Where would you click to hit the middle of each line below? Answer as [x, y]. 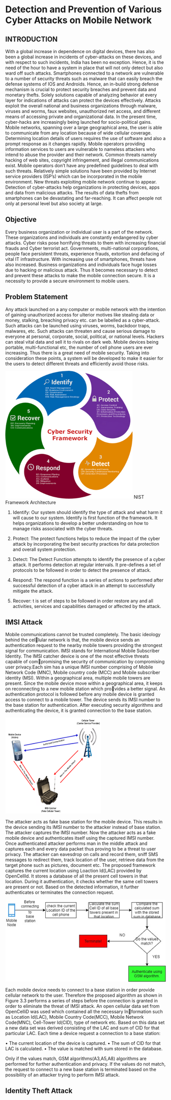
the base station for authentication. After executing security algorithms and [84, 705]
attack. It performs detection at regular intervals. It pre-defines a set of [87, 565]
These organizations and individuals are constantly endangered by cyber [82, 237]
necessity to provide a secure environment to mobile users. [67, 281]
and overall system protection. [44, 549]
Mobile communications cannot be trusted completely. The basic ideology [83, 635]
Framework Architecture [31, 502]
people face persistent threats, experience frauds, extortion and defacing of [85, 254]
